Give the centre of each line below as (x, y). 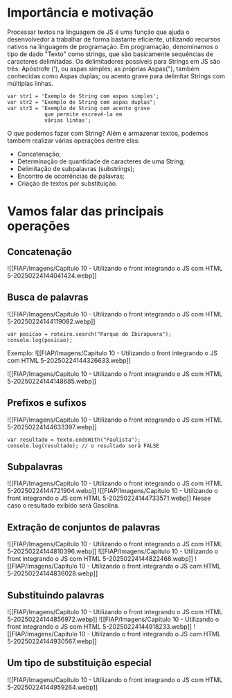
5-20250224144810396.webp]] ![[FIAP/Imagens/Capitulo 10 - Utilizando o (113, 551)
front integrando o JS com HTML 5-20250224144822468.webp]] (100, 559)
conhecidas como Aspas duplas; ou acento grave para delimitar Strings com (116, 76)
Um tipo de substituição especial (79, 663)
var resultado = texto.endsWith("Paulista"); (74, 440)
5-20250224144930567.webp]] (52, 641)
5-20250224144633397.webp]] (52, 427)
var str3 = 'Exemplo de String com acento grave (79, 108)
